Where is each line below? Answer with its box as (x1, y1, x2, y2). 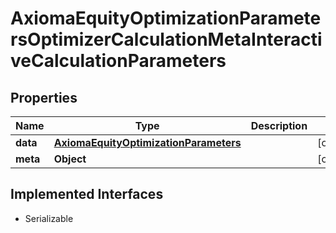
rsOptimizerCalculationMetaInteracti (10, 28, 323, 51)
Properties (10, 89, 78, 106)
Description (250, 119, 308, 132)
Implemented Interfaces (10, 186, 164, 203)
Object (53, 152, 87, 166)
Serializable (24, 212, 74, 224)
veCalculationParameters (10, 50, 227, 72)
